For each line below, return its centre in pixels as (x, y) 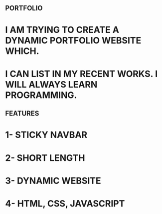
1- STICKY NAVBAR (46, 135)
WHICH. (22, 51)
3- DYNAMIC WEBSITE (53, 181)
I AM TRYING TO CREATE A (62, 30)
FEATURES (22, 114)
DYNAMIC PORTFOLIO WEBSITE (73, 40)
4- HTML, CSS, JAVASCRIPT (65, 203)
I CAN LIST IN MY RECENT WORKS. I (81, 74)
